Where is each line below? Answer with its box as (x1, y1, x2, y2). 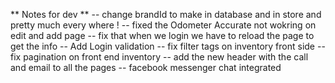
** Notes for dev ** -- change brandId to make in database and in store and (10, 9, 322, 20)
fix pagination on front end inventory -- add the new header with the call (10, 51, 309, 63)
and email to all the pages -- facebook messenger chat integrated (10, 62, 282, 73)
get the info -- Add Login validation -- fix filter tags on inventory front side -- (10, 40, 326, 52)
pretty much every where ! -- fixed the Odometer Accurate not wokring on (10, 19, 317, 31)
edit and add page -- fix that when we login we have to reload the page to (10, 30, 315, 41)
